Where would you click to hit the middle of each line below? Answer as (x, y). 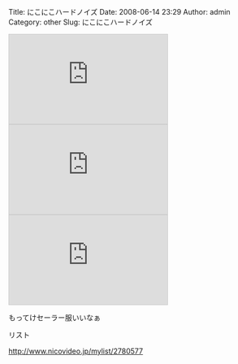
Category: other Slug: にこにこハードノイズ (80, 22)
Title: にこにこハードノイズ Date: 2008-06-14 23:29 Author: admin (119, 12)
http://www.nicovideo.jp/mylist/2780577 (76, 351)
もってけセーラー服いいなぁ (55, 318)
